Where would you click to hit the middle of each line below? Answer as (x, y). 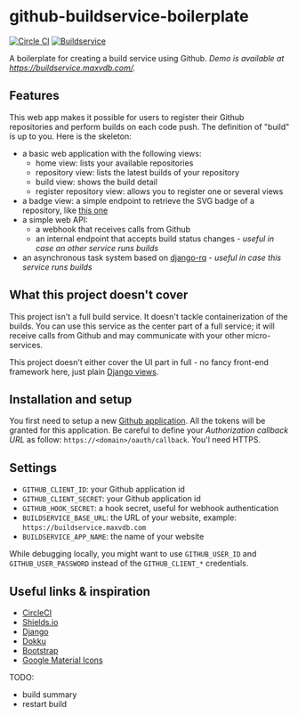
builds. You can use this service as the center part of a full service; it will (142, 326)
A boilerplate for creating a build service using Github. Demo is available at (147, 58)
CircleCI (36, 613)
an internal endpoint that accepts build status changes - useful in (154, 239)
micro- (258, 335)
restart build (44, 704)
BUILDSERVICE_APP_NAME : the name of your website (113, 537)
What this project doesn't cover (99, 295)
